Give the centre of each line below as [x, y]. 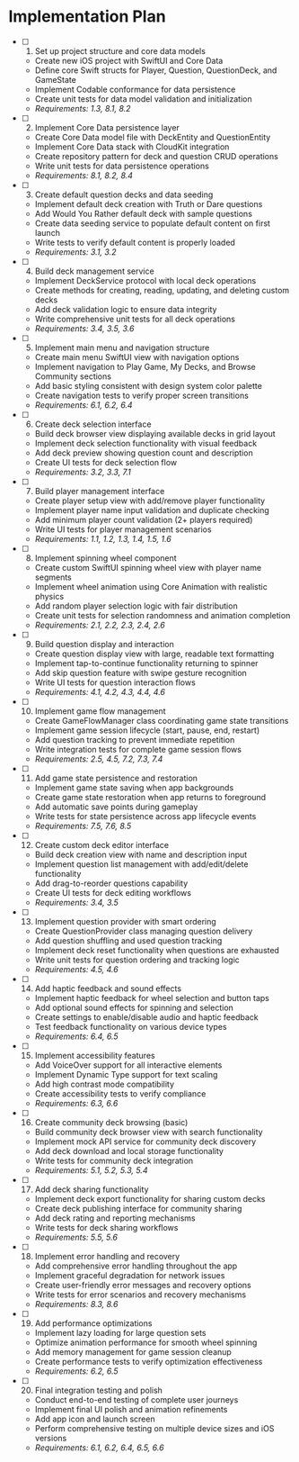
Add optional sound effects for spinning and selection [134, 1007]
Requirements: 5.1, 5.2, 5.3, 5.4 [91, 1170]
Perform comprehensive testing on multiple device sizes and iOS [154, 1428]
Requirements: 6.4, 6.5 [76, 1036]
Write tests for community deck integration [114, 1160]
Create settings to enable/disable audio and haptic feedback [146, 1017]
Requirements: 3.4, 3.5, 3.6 [84, 328]
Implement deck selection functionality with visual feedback [146, 443]
